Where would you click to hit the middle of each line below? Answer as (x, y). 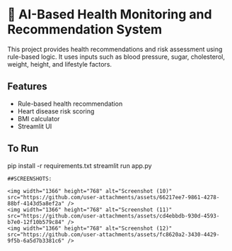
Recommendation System (85, 29)
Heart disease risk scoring (56, 111)
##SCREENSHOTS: (30, 179)
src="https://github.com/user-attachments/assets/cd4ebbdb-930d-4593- (114, 216)
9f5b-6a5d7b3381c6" (36, 240)
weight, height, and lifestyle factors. (59, 64)
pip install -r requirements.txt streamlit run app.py (80, 165)
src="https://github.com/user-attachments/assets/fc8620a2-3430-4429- (114, 234)
